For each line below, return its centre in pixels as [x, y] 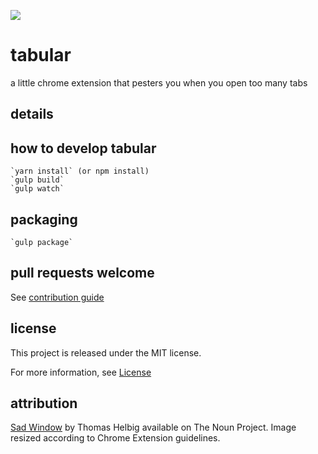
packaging [44, 219]
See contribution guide [57, 297]
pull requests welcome [82, 273]
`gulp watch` [37, 189]
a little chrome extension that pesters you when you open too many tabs [159, 82]
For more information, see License [81, 372]
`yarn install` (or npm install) [80, 171]
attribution [44, 403]
